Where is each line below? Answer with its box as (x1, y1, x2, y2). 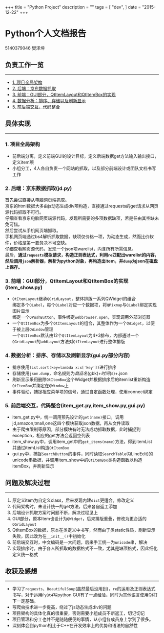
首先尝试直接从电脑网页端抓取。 (5, 197, 69, 203)
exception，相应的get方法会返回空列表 (12, 433, 90, 439)
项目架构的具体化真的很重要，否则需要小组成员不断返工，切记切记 (12, 610, 145, 616)
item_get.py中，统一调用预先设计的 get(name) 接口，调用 (12, 414, 124, 420)
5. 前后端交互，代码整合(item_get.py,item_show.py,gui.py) (5, 402, 145, 409)
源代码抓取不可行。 (5, 209, 44, 215)
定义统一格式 (12, 551, 38, 557)
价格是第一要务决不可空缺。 (13, 240, 69, 246)
